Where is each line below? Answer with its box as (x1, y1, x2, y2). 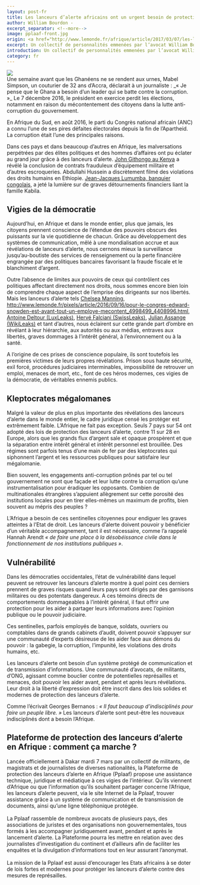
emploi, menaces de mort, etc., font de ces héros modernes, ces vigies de (7, 370, 189, 377)
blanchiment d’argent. (7, 265, 60, 272)
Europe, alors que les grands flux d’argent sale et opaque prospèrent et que (7, 434, 192, 442)
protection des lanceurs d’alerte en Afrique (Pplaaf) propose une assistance (7, 770, 192, 778)
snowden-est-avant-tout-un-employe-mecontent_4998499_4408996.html (7, 308, 189, 315)
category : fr (7, 53, 39, 59)
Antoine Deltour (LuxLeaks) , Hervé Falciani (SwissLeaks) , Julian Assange (7, 314, 186, 321)
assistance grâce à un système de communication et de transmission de (7, 796, 184, 803)
